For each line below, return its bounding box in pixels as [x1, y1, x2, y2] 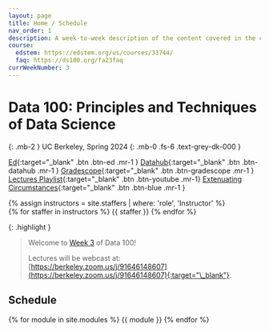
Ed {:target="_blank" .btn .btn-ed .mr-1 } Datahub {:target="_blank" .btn [8, 157, 240, 166]
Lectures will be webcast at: [27, 253, 121, 262]
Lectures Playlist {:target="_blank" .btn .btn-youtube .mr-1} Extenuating [8, 174, 243, 184]
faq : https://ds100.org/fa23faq [15, 57, 124, 65]
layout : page [8, 11, 52, 20]
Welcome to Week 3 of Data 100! [27, 238, 136, 247]
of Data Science [8, 115, 116, 133]
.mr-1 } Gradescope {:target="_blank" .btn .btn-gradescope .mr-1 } [37, 166, 255, 175]
